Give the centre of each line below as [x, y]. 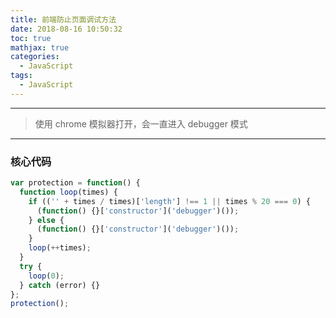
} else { [46, 220]
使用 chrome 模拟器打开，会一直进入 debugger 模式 [141, 123]
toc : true [31, 38]
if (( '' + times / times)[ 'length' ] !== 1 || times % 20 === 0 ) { [169, 201]
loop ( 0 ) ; [46, 276]
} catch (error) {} [60, 285]
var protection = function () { [75, 183]
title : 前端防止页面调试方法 [63, 19]
